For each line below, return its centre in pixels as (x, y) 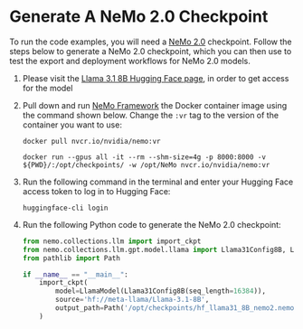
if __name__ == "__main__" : (76, 274)
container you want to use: (72, 125)
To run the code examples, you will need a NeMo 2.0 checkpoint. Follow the (151, 42)
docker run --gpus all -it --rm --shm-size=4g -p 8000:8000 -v (144, 157)
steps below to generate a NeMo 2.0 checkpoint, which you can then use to (151, 51)
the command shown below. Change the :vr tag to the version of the (150, 115)
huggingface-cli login (65, 208)
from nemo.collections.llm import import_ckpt (112, 241)
